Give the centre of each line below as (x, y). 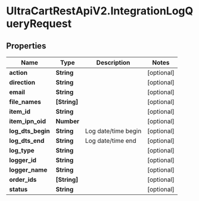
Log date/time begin (113, 131)
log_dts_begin (30, 131)
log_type (22, 150)
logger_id (23, 160)
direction (22, 82)
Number (67, 121)
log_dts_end (27, 141)
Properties (26, 46)
